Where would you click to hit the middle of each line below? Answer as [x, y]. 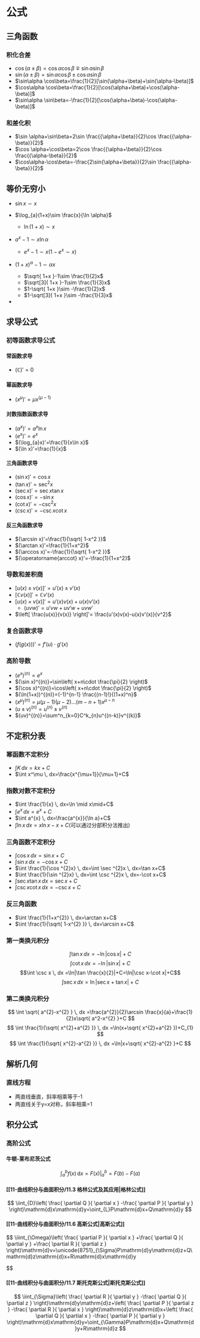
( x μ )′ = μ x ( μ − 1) [33, 399]
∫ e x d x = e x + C [33, 811]
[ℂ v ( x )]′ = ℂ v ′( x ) [35, 594]
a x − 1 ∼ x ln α [32, 238]
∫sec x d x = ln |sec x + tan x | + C [100, 982]
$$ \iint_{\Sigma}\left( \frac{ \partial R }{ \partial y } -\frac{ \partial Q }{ [100, 1296]
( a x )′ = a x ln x [30, 428]
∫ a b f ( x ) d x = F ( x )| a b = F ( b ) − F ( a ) [100, 1174]
